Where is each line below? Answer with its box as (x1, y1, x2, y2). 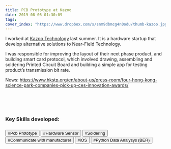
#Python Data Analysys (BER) (93, 138, 150, 143)
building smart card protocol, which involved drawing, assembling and (5, 56, 153, 63)
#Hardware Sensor (43, 131, 79, 136)
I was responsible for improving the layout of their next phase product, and (5, 51, 162, 57)
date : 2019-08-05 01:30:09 (5, 12, 63, 17)
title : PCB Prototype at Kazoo (5, 7, 72, 13)
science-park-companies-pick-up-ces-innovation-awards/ (5, 82, 129, 88)
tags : (5, 17, 17, 22)
